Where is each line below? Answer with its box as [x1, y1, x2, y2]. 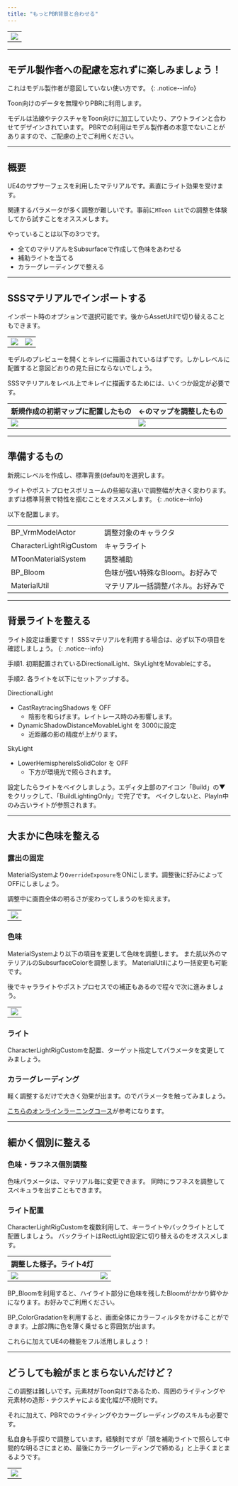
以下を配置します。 [7, 510, 63, 518]
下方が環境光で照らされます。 [28, 767, 115, 776]
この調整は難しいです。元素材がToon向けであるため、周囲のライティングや [7, 1387, 225, 1396]
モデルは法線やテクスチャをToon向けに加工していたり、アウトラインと [7, 114, 214, 123]
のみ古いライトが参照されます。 [7, 801, 101, 809]
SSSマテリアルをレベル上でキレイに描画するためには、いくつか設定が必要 [7, 379, 225, 387]
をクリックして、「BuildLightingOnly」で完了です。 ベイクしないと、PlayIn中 [7, 791, 229, 800]
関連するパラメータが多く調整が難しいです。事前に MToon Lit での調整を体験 [7, 205, 228, 214]
